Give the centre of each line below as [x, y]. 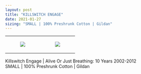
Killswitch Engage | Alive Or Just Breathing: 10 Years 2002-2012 [71, 61]
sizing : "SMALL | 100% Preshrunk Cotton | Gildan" [59, 24]
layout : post [19, 10]
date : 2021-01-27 [23, 19]
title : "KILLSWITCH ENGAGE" [34, 14]
